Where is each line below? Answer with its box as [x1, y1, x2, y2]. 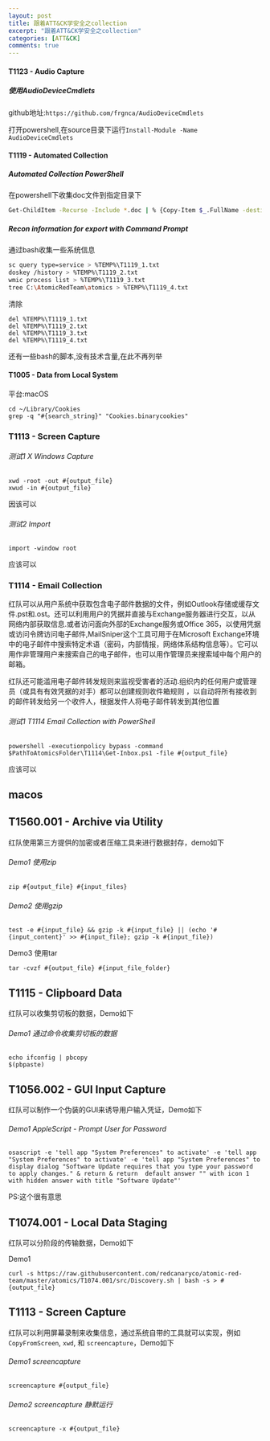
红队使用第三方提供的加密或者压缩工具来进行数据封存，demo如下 [8, 837, 225, 847]
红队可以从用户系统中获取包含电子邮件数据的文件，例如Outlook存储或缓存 [8, 600, 253, 609]
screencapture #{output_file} [8, 1382, 110, 1390]
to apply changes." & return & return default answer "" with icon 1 [8, 1170, 250, 1178]
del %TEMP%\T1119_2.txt [8, 322, 88, 330]
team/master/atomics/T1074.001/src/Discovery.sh [8, 1277, 174, 1285]
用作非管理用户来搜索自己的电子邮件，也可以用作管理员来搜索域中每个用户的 [8, 649, 262, 659]
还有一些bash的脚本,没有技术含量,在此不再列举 [8, 351, 163, 361]
